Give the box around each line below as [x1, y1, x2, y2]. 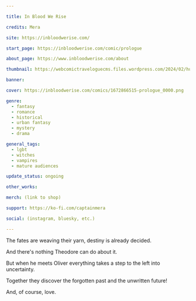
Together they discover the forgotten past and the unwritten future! [6, 277, 167, 284]
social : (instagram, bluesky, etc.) [6, 216, 95, 222]
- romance [11, 109, 35, 115]
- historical [11, 115, 43, 120]
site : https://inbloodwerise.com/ [6, 34, 90, 41]
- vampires [11, 157, 38, 164]
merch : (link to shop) [6, 195, 61, 200]
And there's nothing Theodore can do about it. [6, 248, 118, 255]
